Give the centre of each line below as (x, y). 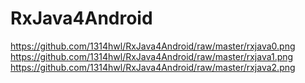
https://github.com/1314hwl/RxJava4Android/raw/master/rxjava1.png (152, 56)
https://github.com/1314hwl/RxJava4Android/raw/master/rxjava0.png (153, 46)
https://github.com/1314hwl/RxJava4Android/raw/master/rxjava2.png (153, 67)
